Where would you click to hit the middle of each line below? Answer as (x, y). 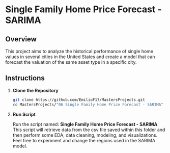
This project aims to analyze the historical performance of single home (79, 51)
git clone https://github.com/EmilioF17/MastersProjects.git (79, 100)
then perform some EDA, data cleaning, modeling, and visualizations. (85, 135)
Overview (21, 39)
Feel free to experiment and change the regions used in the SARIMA (84, 140)
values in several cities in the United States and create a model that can (80, 57)
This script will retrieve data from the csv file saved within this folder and (89, 130)
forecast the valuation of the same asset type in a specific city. (71, 62)
